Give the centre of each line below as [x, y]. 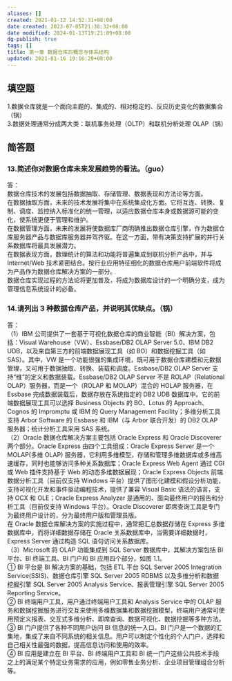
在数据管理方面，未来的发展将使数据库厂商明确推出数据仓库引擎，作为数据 [113, 228]
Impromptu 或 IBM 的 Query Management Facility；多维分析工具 [130, 411]
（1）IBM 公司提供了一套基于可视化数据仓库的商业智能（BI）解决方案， [108, 333]
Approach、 [191, 402]
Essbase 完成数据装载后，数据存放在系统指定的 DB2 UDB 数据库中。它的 [110, 394]
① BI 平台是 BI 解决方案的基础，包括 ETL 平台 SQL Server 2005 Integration [115, 567]
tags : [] [20, 46]
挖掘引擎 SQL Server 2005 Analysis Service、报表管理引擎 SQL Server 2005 [116, 584]
